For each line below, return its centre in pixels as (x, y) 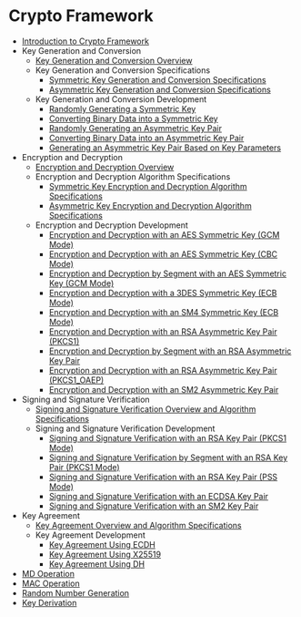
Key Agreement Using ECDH (102, 544)
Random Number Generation (75, 592)
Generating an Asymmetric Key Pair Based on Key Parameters (165, 148)
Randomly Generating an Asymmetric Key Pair (135, 128)
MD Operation (48, 573)
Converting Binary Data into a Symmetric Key (134, 118)
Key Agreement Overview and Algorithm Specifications (138, 525)
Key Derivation (49, 602)
